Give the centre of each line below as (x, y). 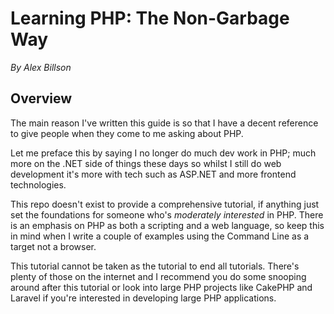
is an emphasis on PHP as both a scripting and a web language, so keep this (167, 225)
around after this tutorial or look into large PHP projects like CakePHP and (161, 287)
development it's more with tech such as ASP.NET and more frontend (153, 174)
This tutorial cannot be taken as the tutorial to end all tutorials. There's (155, 266)
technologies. (38, 184)
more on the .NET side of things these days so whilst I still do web (146, 163)
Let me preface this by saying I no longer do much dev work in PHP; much (163, 153)
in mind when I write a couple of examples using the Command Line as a (160, 236)
